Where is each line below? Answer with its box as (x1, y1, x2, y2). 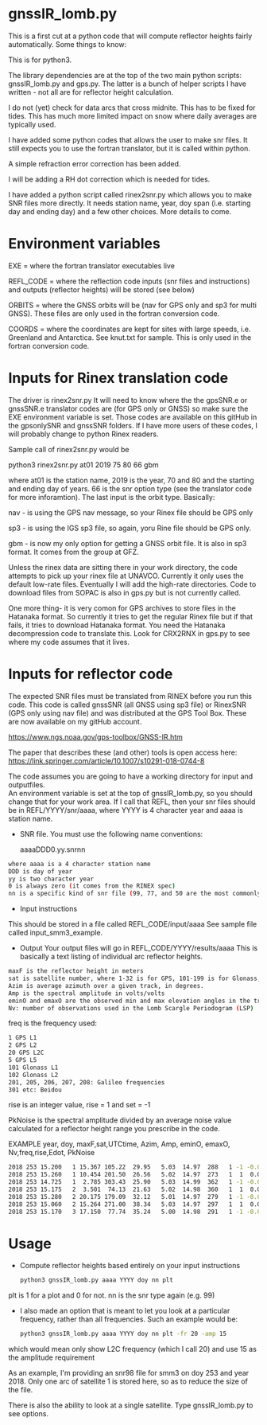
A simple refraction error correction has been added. (8, 158, 181, 168)
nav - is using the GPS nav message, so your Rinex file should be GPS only (8, 507, 253, 517)
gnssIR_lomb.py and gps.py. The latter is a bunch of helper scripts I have (8, 79, 246, 88)
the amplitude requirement (8, 1353, 95, 1362)
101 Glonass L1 (8, 1064, 59, 1072)
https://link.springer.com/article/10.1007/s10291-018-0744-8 (8, 755, 205, 765)
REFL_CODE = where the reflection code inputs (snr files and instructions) (8, 276, 250, 286)
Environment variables (8, 235, 161, 253)
